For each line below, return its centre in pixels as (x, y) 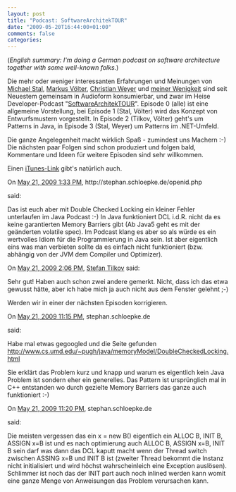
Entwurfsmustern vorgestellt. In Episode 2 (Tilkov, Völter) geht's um (105, 119)
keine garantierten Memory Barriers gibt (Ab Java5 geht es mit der (104, 225)
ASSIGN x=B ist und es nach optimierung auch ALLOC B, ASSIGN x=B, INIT (116, 443)
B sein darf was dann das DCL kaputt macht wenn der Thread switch (107, 451)
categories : (25, 40)
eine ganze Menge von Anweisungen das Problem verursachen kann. (108, 481)
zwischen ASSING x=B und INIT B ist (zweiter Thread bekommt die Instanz (116, 458)
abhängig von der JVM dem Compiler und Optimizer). (85, 254)
